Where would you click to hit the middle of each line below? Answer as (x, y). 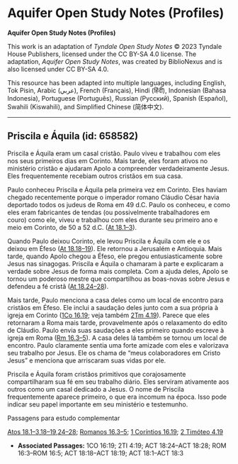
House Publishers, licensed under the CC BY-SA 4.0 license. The (102, 54)
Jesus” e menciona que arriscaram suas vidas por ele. (87, 360)
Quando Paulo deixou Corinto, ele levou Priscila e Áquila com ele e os (109, 241)
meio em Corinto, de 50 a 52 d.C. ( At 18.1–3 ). (72, 227)
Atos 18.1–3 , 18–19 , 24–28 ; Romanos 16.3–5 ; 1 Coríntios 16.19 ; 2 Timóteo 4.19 (115, 431)
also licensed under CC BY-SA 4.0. (58, 69)
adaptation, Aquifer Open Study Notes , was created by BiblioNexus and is (115, 61)
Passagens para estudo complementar (64, 418)
